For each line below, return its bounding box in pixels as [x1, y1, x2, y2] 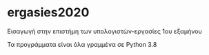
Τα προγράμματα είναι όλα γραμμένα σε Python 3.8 [7, 40, 157, 48]
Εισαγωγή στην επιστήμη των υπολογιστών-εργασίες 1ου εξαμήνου [7, 27, 202, 35]
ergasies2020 [7, 5, 90, 20]
